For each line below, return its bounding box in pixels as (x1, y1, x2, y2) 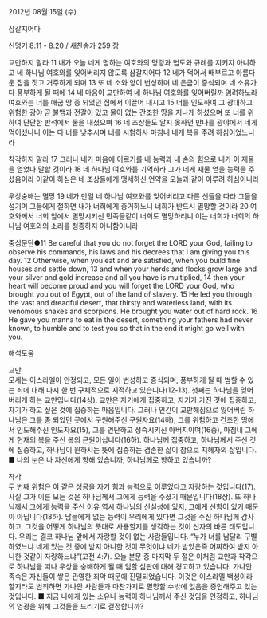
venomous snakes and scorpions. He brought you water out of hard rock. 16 (8, 306, 258, 316)
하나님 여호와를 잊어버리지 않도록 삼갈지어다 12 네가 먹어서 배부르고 (25, 68, 234, 77)
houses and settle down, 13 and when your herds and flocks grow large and (8, 264, 257, 274)
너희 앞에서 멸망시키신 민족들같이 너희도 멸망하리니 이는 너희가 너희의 (35, 211, 251, 221)
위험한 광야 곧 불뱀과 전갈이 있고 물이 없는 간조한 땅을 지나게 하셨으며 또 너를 (8, 108, 246, 117)
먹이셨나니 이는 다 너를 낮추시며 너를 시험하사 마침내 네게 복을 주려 (8, 128, 214, 137)
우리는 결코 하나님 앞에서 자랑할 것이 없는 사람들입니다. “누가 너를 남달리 (18, 532, 243, 541)
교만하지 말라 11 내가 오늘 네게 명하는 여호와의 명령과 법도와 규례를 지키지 (8, 58, 235, 67)
